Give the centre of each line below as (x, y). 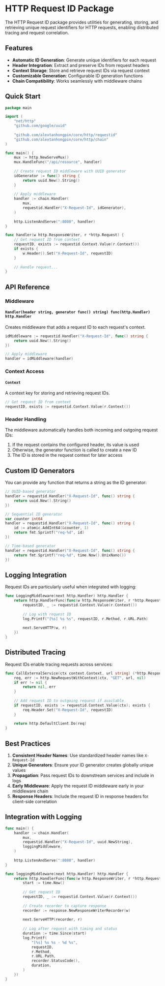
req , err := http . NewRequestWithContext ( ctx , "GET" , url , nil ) (80, 678)
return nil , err (39, 687)
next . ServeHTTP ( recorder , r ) (53, 920)
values (19, 770)
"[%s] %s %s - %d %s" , (55, 942)
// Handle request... (36, 267)
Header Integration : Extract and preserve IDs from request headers (81, 65)
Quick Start (23, 96)
